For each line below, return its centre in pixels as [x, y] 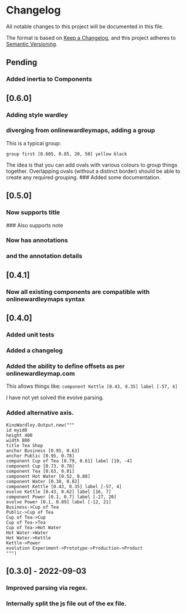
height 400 [19, 435]
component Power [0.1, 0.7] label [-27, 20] [61, 497]
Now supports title [33, 213]
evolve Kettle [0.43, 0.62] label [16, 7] [59, 492]
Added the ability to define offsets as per [65, 366]
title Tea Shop [25, 445]
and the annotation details [44, 256]
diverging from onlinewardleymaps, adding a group [81, 131]
